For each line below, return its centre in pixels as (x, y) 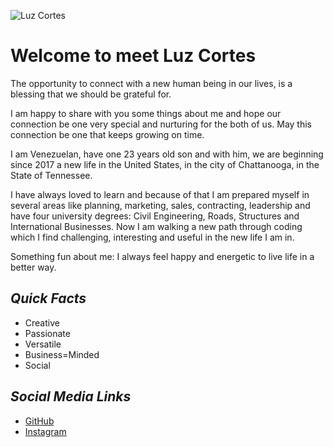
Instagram (45, 431)
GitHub (39, 421)
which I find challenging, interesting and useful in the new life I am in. (152, 237)
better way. (33, 267)
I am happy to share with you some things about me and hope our (146, 113)
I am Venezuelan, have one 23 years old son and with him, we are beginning (167, 154)
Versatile (43, 344)
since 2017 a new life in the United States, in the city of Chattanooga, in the (165, 164)
